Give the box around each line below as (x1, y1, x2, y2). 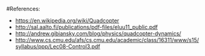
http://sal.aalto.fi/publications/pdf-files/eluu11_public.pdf (15, 24, 158, 30)
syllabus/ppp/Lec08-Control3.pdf (15, 43, 100, 50)
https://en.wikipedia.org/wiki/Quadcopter (15, 17, 119, 24)
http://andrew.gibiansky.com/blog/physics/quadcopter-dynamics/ (15, 30, 182, 37)
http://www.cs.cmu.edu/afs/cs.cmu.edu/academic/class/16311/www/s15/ (15, 37, 199, 43)
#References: (6, 5, 40, 12)
